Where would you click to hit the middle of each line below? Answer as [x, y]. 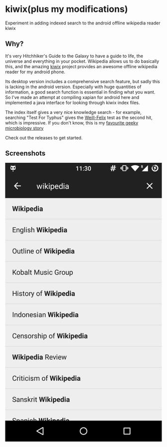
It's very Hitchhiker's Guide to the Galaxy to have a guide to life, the [74, 56]
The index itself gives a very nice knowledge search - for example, [73, 112]
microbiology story [24, 128]
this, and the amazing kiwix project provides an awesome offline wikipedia [81, 66]
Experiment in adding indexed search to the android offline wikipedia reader [83, 23]
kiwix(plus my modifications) [67, 9]
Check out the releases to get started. [44, 137]
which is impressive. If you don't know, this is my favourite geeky [72, 122]
